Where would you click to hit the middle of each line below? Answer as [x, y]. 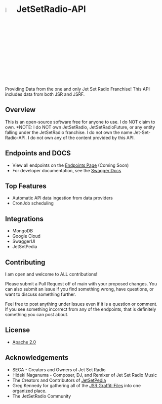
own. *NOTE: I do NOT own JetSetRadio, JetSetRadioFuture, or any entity [80, 127]
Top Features [26, 186]
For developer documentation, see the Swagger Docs [67, 170]
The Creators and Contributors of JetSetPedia [59, 380]
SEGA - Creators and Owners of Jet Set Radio [59, 370]
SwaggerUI [24, 241]
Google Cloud [26, 236]
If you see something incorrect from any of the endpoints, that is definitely [81, 309]
